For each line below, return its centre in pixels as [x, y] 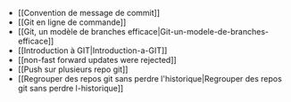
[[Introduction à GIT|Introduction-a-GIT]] [92, 51]
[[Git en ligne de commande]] [72, 22]
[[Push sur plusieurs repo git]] [73, 69]
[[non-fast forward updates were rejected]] [97, 60]
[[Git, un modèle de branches [72, 31]
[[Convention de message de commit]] [89, 13]
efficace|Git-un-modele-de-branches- [199, 31]
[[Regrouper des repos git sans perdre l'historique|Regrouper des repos [150, 78]
